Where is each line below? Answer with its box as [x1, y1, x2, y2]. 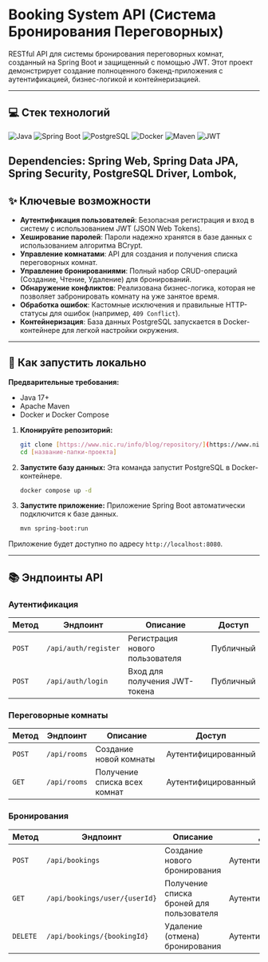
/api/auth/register [46, 643, 120, 652]
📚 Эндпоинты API [8, 571, 104, 584]
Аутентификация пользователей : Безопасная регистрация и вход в [19, 215, 255, 224]
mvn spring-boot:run [19, 525, 89, 532]
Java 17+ [19, 393, 49, 402]
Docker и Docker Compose [19, 410, 109, 419]
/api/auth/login [46, 676, 108, 686]
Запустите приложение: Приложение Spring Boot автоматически [19, 501, 246, 510]
